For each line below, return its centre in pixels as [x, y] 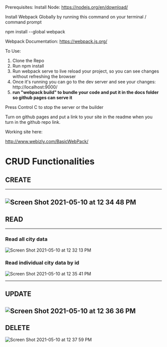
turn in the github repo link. [33, 122]
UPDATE [18, 294]
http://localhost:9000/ [35, 87]
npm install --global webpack [35, 32]
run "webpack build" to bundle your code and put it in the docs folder [85, 92]
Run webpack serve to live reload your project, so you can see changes [85, 71]
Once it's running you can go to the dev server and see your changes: [84, 82]
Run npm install [28, 66]
